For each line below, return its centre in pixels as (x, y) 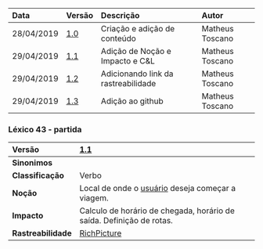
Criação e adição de (138, 29)
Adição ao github (132, 101)
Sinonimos (32, 163)
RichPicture (101, 233)
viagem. (94, 198)
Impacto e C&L (128, 61)
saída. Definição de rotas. (126, 221)
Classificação (38, 175)
